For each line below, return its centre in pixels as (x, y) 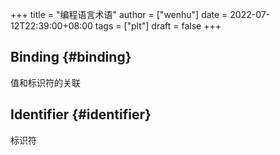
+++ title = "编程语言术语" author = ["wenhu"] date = (119, 14)
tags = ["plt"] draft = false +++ (158, 26)
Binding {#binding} (71, 57)
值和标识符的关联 (45, 82)
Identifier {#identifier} (81, 114)
